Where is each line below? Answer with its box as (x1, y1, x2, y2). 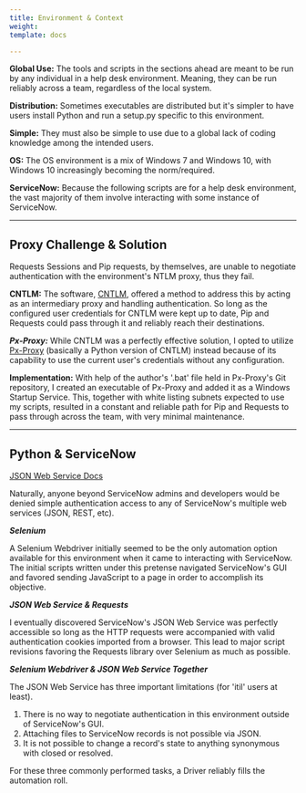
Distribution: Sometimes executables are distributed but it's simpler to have (9, 100, 294, 111)
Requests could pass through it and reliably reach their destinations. (9, 318, 265, 329)
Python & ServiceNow (9, 446, 137, 462)
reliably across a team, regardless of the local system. (9, 83, 212, 94)
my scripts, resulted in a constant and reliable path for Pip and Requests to (9, 402, 290, 412)
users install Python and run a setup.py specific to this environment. (9, 110, 265, 121)
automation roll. (9, 775, 68, 786)
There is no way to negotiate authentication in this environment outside (22, 709, 290, 719)
